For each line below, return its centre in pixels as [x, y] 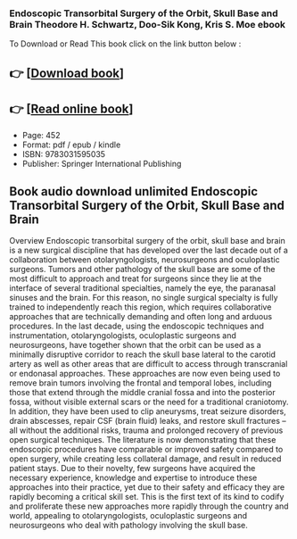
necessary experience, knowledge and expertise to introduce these [133, 478]
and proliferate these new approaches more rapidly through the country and [149, 506]
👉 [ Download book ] [67, 73]
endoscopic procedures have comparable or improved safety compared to [146, 450]
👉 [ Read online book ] [71, 109]
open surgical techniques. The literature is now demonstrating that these [143, 440]
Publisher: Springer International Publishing [102, 163]
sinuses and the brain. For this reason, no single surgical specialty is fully [144, 298]
